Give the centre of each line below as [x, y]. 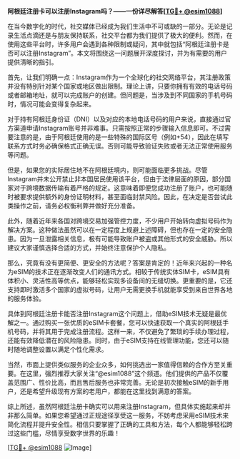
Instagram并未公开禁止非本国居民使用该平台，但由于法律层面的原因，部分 [116, 179]
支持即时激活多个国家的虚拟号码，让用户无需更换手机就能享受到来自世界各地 [120, 289]
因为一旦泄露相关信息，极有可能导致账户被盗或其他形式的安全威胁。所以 [126, 239]
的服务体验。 [26, 298]
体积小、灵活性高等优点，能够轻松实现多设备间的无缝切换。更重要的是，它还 [120, 281]
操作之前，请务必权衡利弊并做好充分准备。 [76, 206]
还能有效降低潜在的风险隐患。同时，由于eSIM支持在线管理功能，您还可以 [115, 341]
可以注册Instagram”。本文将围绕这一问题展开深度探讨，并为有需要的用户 [120, 53]
